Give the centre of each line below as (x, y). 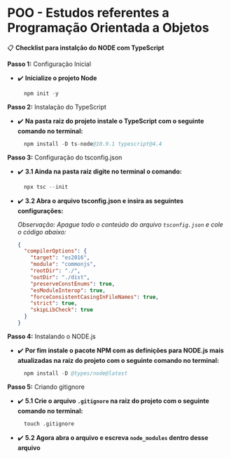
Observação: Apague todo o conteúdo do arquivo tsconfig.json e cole (120, 224)
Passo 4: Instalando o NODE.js (51, 336)
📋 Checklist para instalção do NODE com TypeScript (86, 48)
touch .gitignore (49, 424)
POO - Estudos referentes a (88, 13)
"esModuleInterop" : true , (68, 290)
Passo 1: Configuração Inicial (49, 64)
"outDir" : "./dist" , (60, 277)
